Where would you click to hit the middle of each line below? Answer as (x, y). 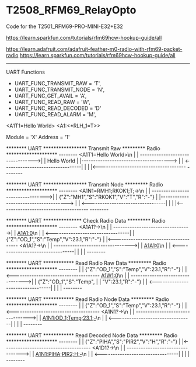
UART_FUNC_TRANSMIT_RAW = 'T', (58, 83)
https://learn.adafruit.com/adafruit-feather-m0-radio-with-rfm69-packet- (94, 49)
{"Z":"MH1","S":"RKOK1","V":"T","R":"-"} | (108, 197)
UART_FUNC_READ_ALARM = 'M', (55, 114)
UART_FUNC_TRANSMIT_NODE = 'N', (60, 89)
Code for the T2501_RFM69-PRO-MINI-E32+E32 (65, 26)
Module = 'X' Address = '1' (38, 137)
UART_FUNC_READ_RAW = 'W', (52, 102)
